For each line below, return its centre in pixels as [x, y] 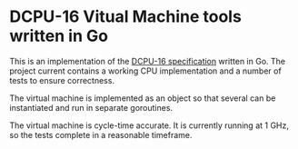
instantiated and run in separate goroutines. [91, 107]
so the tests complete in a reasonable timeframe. [101, 134]
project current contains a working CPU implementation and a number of [145, 71]
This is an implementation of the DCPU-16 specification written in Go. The [148, 61]
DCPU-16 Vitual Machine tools [126, 17]
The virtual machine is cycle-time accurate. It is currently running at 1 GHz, [149, 125]
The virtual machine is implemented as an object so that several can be [143, 98]
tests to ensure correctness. [62, 80]
